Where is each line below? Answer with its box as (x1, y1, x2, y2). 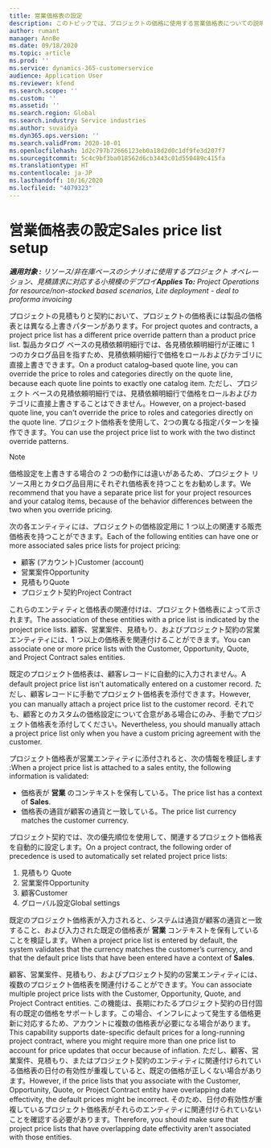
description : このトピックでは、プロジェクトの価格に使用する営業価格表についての (9, 19, 254, 27)
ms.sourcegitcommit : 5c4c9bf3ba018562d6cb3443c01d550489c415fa (9, 154, 226, 162)
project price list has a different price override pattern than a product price (9, 329, 257, 339)
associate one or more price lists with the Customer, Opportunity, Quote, (9, 644, 249, 653)
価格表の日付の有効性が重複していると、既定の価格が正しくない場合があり (15, 1065, 263, 1075)
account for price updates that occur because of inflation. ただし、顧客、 (9, 1045, 253, 1055)
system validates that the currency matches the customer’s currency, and (9, 944, 253, 954)
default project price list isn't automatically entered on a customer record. (9, 678, 253, 689)
